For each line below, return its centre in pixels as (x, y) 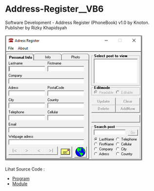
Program (21, 178)
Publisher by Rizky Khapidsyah (36, 27)
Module (20, 184)
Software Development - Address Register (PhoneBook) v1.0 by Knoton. (77, 22)
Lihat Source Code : (25, 169)
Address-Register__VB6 (54, 9)
